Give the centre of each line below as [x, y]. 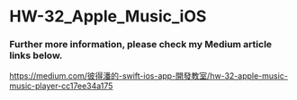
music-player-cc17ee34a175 [61, 86]
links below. [36, 55]
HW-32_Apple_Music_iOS [108, 17]
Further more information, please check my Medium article [141, 45]
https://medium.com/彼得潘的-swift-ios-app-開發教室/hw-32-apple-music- [148, 76]
